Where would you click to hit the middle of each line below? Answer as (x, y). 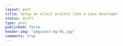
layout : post (18, 9)
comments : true (20, 36)
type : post (16, 23)
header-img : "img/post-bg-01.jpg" (40, 32)
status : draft (19, 18)
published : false (23, 27)
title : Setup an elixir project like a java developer (62, 14)
